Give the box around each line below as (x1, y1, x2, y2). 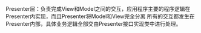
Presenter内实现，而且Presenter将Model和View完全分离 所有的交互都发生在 (5, 13, 195, 20)
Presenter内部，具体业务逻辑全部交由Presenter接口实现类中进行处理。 (5, 20, 182, 27)
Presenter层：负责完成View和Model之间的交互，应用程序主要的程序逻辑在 (5, 5, 191, 12)
